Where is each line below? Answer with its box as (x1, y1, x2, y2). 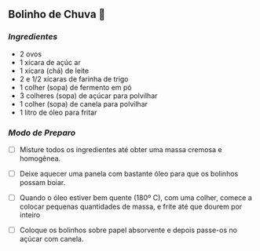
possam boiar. (19, 178, 66, 187)
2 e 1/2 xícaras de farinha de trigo (19, 74, 129, 83)
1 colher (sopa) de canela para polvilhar (19, 99, 148, 108)
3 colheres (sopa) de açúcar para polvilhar (19, 91, 158, 100)
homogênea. (19, 154, 61, 163)
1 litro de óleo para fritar (19, 107, 97, 117)
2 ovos (19, 49, 42, 59)
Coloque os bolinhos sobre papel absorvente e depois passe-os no (19, 225, 238, 235)
